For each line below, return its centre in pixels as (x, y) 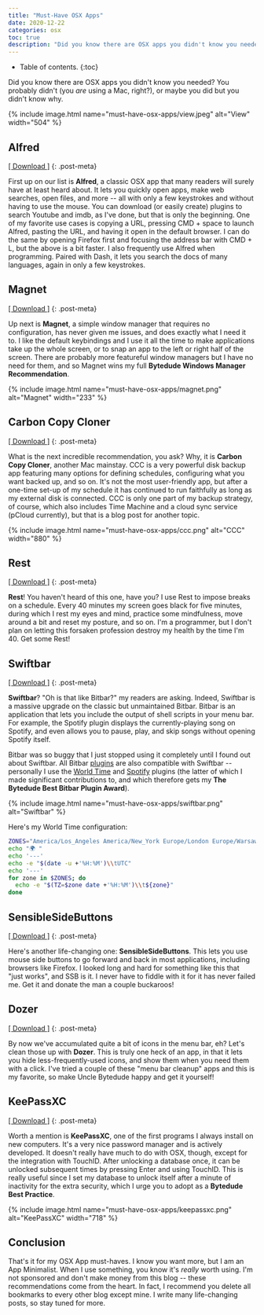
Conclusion (37, 1243)
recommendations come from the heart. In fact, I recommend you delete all (130, 1287)
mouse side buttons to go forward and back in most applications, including (129, 959)
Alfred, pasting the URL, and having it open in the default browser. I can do (129, 231)
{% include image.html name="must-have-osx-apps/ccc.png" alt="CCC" (126, 530)
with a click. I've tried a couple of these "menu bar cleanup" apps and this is (132, 1068)
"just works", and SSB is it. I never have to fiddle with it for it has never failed (132, 976)
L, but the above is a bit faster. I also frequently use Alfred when (112, 248)
